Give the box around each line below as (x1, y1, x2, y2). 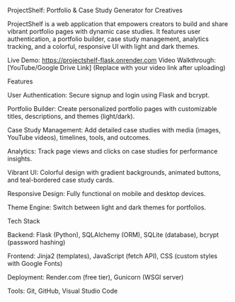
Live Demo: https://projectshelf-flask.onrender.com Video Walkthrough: (7, 56, 216, 64)
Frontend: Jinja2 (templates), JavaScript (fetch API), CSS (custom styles (7, 252, 218, 260)
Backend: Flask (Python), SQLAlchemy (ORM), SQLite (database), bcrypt (7, 231, 219, 239)
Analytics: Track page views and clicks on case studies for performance (7, 147, 218, 155)
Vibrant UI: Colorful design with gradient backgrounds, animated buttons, (7, 168, 222, 176)
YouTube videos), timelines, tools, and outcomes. (7, 134, 151, 141)
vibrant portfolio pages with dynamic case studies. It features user (7, 28, 201, 35)
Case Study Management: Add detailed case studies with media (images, (7, 126, 221, 134)
